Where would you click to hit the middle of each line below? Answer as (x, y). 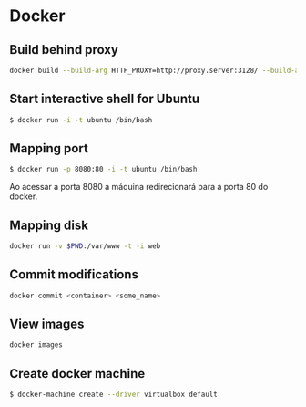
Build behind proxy (64, 50)
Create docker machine (77, 374)
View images (47, 324)
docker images (36, 345)
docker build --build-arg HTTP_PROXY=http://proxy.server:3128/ (134, 70)
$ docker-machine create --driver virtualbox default (114, 395)
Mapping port (49, 148)
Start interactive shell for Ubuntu (105, 99)
